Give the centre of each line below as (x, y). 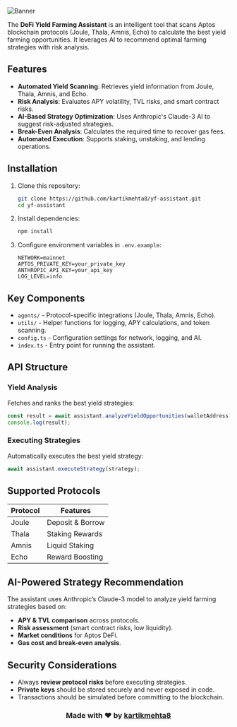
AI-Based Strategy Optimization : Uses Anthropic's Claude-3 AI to (114, 116)
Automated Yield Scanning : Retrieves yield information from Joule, (116, 86)
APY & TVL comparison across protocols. (79, 620)
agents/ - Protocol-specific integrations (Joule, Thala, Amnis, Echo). (117, 315)
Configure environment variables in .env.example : (89, 245)
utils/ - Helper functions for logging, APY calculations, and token (114, 323)
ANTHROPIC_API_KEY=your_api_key (65, 271)
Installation (32, 169)
